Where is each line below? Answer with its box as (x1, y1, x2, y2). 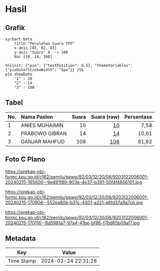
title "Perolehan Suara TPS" (14, 41, 75, 46)
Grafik (5, 24, 25, 32)
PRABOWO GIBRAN (20, 130, 67, 137)
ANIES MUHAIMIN (20, 122, 64, 129)
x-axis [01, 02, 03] (14, 46, 57, 51)
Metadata (5, 234, 36, 243)
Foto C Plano (5, 155, 45, 164)
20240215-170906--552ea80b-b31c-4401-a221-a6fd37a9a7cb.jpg (5, 199, 143, 205)
